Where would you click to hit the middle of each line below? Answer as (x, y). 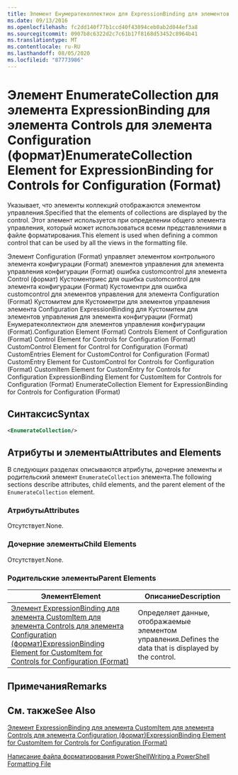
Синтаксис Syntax (49, 414)
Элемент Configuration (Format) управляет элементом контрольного (111, 256)
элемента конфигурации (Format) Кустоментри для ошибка (97, 286)
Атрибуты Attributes (44, 511)
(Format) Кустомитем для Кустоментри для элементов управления (109, 301)
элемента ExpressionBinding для (109, 110)
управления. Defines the (178, 640)
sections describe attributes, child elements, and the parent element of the (116, 485)
